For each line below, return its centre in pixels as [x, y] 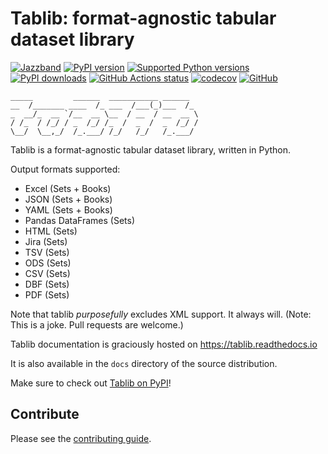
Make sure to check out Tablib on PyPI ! [91, 383]
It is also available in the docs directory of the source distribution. [144, 363]
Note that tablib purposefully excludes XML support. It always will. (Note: [161, 314]
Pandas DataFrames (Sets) [80, 220]
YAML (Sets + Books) [68, 209]
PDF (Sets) [47, 294]
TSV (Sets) [47, 252]
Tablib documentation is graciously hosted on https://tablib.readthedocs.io [164, 344]
